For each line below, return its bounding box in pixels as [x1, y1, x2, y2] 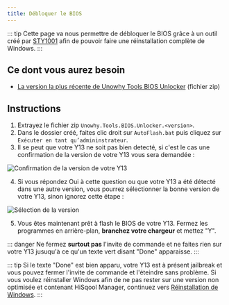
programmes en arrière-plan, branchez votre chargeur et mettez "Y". [17, 226, 217, 235]
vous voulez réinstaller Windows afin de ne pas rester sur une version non [7, 276, 219, 284]
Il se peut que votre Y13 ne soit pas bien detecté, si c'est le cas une [17, 143, 210, 151]
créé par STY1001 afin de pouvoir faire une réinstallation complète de [7, 36, 205, 45]
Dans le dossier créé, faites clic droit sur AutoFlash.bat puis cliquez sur [17, 129, 222, 137]
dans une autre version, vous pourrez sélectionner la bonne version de [17, 185, 220, 193]
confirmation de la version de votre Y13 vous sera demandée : [17, 151, 195, 159]
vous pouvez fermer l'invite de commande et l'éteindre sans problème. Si [7, 268, 217, 277]
